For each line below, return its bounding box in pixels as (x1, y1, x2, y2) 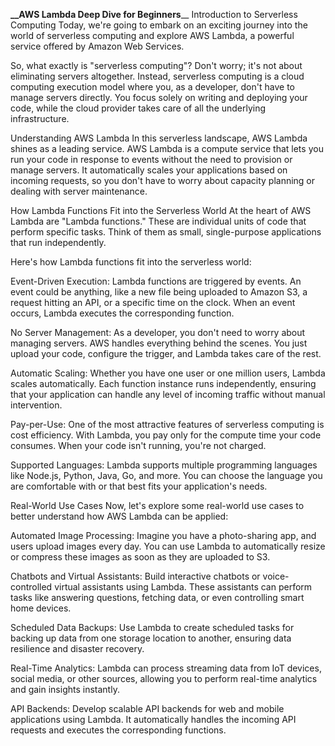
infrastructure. (10, 113, 70, 124)
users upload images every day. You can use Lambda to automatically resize (10, 540, 326, 552)
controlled (10, 581, 53, 593)
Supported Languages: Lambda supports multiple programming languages (10, 459, 318, 471)
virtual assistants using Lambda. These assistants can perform (54, 581, 313, 593)
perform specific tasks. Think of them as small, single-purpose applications (10, 226, 322, 238)
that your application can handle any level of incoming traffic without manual (10, 389, 326, 400)
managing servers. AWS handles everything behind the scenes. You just (10, 337, 308, 349)
